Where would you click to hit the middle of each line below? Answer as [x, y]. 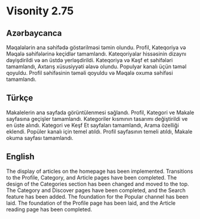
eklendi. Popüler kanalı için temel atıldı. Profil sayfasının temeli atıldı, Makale [99, 131]
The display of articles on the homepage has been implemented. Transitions [100, 171]
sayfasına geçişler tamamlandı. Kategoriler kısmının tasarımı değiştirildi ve [97, 118]
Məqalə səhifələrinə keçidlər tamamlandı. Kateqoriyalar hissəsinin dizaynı [96, 54]
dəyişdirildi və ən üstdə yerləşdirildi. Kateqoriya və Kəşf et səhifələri [90, 60]
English [20, 157]
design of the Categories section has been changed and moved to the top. [98, 184]
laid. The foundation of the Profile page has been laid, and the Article [91, 203]
